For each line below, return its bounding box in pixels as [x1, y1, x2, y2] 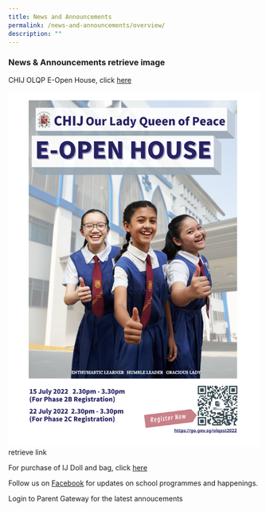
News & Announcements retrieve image [8, 57, 166, 68]
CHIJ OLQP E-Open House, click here [8, 75, 132, 85]
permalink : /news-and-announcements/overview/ [8, 21, 166, 29]
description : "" [8, 29, 62, 37]
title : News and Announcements [8, 13, 112, 21]
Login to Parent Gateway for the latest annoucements [8, 494, 183, 504]
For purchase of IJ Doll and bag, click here [8, 463, 148, 473]
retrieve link [8, 447, 47, 458]
